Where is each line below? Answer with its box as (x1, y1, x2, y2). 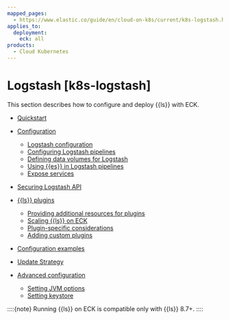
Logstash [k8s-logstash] (7, 78, 151, 93)
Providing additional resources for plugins (27, 209, 145, 217)
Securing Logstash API (16, 182, 82, 190)
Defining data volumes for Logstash (27, 155, 129, 163)
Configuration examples (16, 244, 85, 252)
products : (7, 42, 36, 49)
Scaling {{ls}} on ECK (27, 217, 88, 225)
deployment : (13, 29, 48, 36)
